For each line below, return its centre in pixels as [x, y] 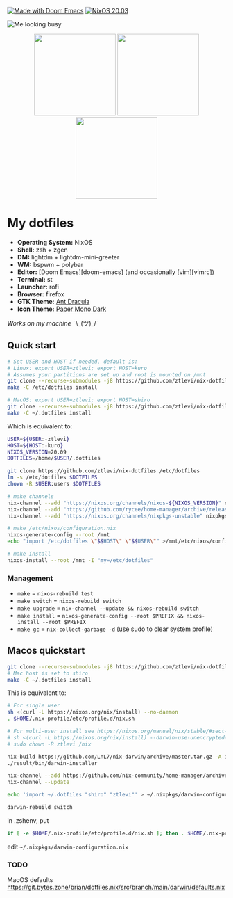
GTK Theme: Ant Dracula [53, 301]
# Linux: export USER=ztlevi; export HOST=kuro [77, 368]
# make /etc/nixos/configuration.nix [62, 529]
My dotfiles [41, 223]
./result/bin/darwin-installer [52, 763]
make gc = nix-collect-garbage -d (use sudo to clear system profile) [115, 629]
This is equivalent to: [37, 693]
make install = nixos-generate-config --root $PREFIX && [100, 616]
